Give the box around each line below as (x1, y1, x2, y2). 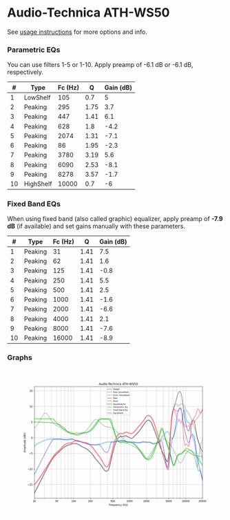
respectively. (7, 68, 43, 77)
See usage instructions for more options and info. (7, 28, 148, 36)
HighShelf (23, 180, 52, 188)
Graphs (7, 353, 32, 363)
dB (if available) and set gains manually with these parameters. (7, 222, 186, 231)
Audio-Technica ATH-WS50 (7, 5, 170, 21)
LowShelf (23, 93, 51, 102)
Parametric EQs (7, 45, 61, 55)
